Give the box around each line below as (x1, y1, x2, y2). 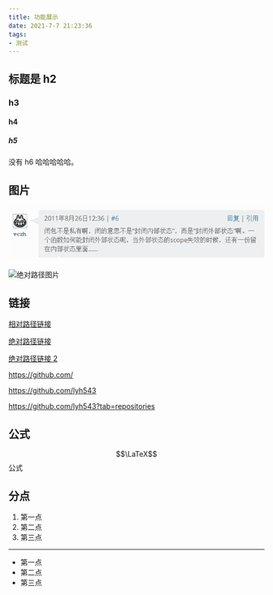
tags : (8, 30, 27, 38)
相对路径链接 (8, 319, 51, 329)
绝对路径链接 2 (8, 354, 58, 363)
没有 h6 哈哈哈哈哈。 (8, 157, 79, 167)
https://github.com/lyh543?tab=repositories (8, 402, 156, 411)
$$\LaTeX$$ (115, 450, 158, 459)
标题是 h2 (8, 72, 57, 85)
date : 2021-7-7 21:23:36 (8, 21, 93, 30)
